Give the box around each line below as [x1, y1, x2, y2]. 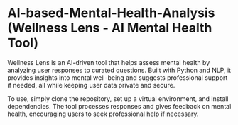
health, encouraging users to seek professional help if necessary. [7, 109, 199, 118]
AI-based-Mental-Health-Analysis [7, 5, 215, 21]
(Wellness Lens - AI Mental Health [7, 20, 212, 36]
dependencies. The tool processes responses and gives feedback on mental [7, 102, 232, 110]
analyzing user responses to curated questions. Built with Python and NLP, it [7, 66, 232, 74]
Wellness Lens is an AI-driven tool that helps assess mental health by [7, 58, 210, 66]
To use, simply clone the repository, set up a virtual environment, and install [7, 94, 229, 103]
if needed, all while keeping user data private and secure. [7, 81, 175, 89]
